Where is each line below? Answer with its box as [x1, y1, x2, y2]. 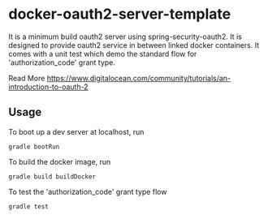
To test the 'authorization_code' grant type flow [8, 187, 167, 196]
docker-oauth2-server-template [8, 5, 231, 24]
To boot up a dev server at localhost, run [8, 127, 145, 136]
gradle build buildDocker [8, 172, 96, 181]
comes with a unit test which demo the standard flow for [8, 49, 197, 58]
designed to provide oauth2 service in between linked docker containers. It [8, 40, 260, 49]
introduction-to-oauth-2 [8, 82, 89, 92]
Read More [8, 73, 45, 83]
